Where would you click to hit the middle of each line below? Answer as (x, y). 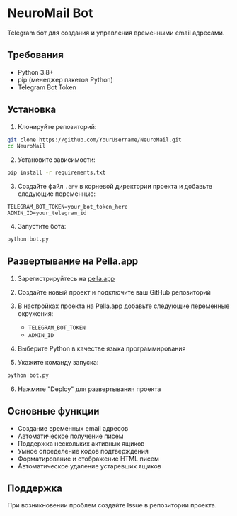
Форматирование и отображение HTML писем (88, 459)
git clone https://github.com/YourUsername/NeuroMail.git (94, 140)
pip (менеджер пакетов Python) (65, 79)
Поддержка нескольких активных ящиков (81, 443)
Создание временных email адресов (73, 428)
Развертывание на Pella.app (73, 262)
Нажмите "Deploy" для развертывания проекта (89, 389)
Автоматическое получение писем (70, 436)
